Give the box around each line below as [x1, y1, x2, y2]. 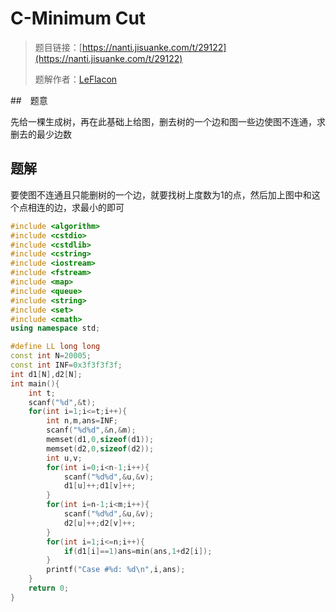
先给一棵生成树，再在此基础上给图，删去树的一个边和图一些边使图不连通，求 [10, 115, 326, 127]
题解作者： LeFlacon [34, 73, 118, 85]
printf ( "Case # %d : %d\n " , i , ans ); [46, 565, 186, 575]
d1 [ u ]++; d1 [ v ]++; [63, 481, 137, 491]
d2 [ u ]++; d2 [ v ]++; [63, 518, 137, 528]
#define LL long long [10, 342, 101, 352]
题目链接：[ [34, 41, 83, 53]
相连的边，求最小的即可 [27, 201, 125, 213]
